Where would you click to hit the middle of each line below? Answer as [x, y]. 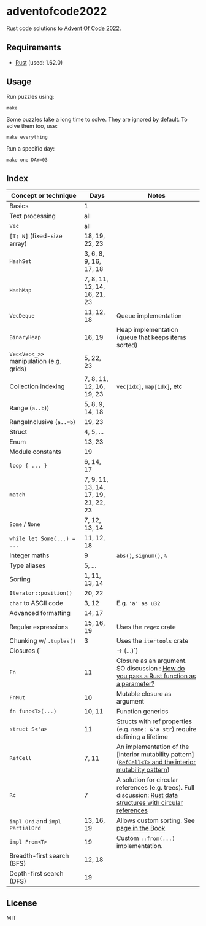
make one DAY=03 [27, 160]
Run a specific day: [31, 148]
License [22, 903]
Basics [19, 206]
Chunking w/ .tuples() [43, 641]
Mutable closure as [144, 694]
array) [18, 244]
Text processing [33, 216]
